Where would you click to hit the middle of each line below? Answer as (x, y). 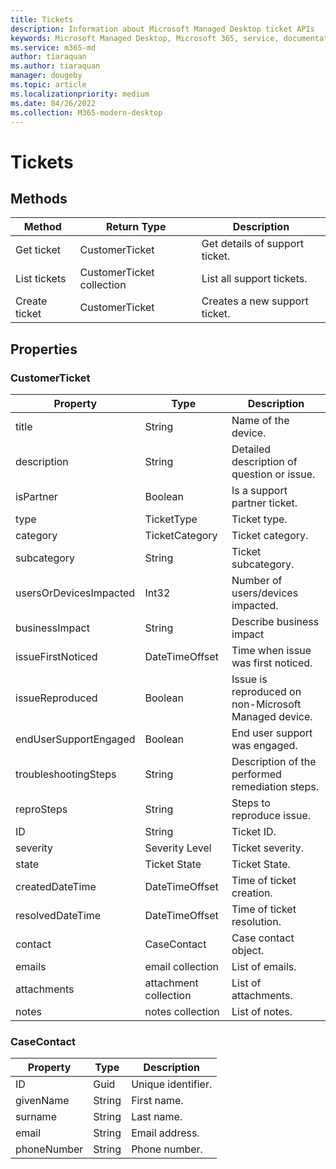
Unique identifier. (172, 1084)
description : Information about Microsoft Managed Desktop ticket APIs (162, 29)
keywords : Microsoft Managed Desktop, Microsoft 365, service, (145, 38)
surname (36, 1117)
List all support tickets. (254, 279)
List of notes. (262, 1012)
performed (256, 774)
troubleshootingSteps (66, 774)
